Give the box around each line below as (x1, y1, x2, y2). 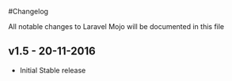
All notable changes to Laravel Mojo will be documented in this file (8, 22, 225, 31)
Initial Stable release (19, 65, 86, 75)
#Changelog (8, 7, 49, 16)
